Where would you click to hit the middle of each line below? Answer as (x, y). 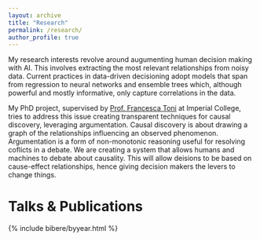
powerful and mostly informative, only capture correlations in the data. (122, 93)
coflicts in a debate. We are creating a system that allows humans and (121, 150)
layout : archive (35, 15)
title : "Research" (38, 23)
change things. (32, 175)
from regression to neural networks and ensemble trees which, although (125, 85)
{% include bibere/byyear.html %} (63, 228)
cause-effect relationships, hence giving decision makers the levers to (122, 166)
